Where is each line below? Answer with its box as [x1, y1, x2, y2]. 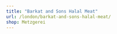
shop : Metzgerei [6, 19, 46, 25]
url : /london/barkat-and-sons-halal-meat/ [6, 14, 111, 20]
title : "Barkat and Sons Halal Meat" [6, 8, 98, 14]
